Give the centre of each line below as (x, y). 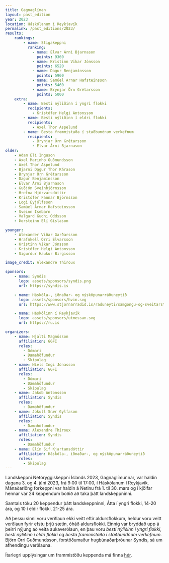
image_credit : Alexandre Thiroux (40, 263)
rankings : (25, 38)
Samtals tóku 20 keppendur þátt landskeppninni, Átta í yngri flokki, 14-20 (81, 503)
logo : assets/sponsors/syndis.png (55, 281)
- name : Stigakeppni (45, 43)
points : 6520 (51, 66)
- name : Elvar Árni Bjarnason (64, 52)
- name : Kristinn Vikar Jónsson (66, 62)
